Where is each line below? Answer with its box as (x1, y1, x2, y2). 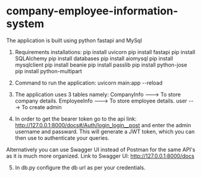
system (6, 17, 44, 31)
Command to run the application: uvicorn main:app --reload (14, 79, 163, 86)
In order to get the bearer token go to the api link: (14, 115, 137, 122)
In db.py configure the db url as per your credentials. (14, 164, 146, 171)
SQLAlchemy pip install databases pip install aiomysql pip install (14, 55, 173, 62)
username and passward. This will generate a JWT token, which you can (14, 128, 195, 135)
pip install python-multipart (14, 67, 82, 74)
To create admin (22, 103, 62, 110)
